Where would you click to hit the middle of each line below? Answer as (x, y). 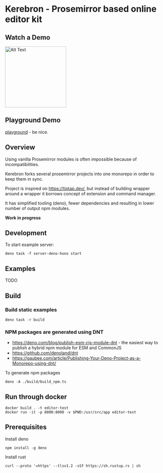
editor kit (24, 19)
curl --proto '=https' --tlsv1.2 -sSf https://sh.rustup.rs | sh (73, 466)
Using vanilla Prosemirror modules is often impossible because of (71, 159)
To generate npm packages (33, 373)
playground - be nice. (27, 132)
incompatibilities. (22, 164)
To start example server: (30, 245)
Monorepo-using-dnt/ (34, 363)
